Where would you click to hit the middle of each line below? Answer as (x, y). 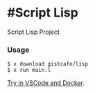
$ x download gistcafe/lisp (48, 64)
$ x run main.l (29, 70)
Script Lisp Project (34, 32)
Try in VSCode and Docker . (46, 83)
